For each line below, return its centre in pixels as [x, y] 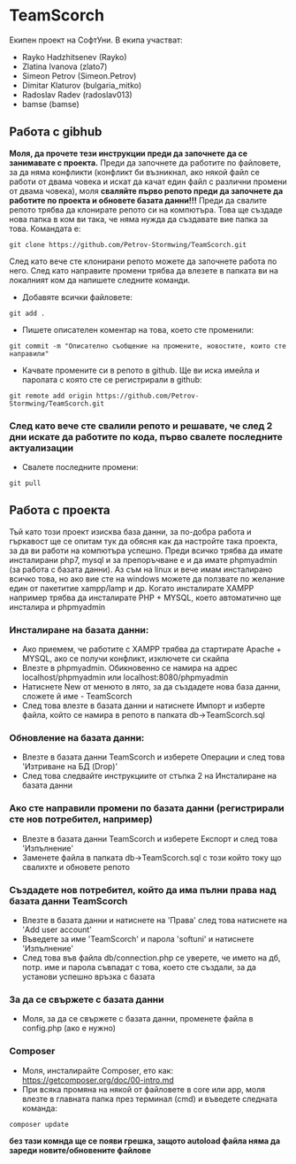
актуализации [41, 448]
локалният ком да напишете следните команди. [100, 280]
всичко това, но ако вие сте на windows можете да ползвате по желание [147, 578]
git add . [27, 313]
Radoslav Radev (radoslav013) [77, 95]
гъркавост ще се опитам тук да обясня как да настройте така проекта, [144, 541]
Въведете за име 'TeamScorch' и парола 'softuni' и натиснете [138, 939]
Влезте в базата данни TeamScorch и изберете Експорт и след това [150, 838]
